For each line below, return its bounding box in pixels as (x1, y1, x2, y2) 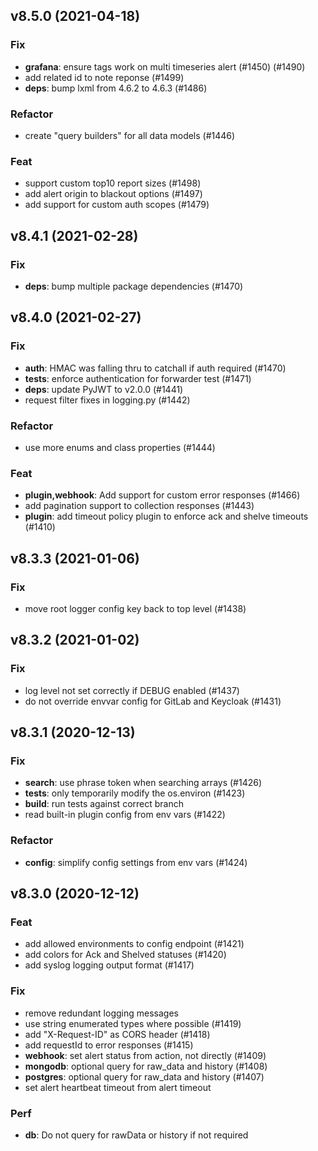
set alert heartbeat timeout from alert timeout (24, 1081, 212, 1093)
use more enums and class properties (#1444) (24, 441, 216, 453)
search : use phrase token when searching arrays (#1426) (24, 777, 263, 789)
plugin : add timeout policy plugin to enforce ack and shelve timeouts (24, 510, 309, 523)
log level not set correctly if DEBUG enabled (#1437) (24, 684, 240, 696)
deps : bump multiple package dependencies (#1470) (24, 280, 244, 292)
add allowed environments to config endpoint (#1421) (24, 938, 245, 950)
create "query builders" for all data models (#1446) (24, 129, 236, 141)
